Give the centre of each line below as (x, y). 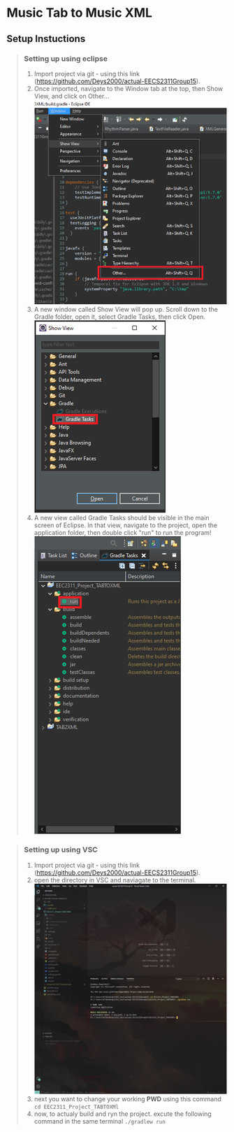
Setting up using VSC (61, 850)
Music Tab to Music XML (80, 13)
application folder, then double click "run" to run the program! (123, 533)
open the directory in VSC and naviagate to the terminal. (115, 880)
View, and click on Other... (72, 96)
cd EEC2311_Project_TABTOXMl (76, 1107)
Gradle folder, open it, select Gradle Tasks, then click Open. (120, 317)
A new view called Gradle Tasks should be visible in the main (122, 518)
